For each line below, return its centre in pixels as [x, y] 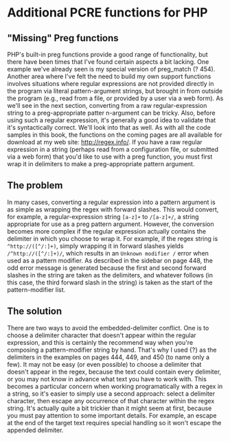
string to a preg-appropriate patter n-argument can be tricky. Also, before [111, 113]
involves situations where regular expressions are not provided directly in [111, 83]
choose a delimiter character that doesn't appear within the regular [102, 335]
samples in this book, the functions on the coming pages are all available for [115, 135]
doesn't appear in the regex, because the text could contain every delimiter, [114, 372]
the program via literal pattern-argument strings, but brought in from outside [115, 91]
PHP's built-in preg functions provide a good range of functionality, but [107, 54]
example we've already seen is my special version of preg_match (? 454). [111, 69]
